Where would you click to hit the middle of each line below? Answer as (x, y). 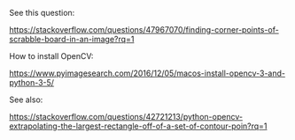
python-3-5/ (32, 82)
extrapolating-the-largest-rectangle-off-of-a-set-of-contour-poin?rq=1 (138, 126)
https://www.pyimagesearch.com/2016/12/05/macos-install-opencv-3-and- (147, 73)
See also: (26, 99)
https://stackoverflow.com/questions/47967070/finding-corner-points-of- (144, 29)
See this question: (42, 13)
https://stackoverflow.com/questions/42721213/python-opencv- (126, 117)
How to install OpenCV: (51, 56)
